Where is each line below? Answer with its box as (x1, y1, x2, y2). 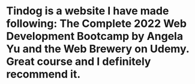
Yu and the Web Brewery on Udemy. (6, 42, 190, 56)
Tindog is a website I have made (6, 4, 169, 18)
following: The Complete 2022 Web (6, 17, 187, 30)
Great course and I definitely (6, 55, 151, 69)
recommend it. (6, 67, 81, 81)
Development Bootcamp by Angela (6, 30, 184, 43)
